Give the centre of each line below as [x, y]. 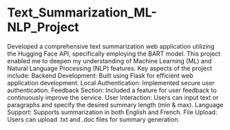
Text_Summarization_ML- [82, 13]
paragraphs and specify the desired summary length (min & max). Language [115, 105]
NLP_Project [43, 27]
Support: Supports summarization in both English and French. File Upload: [112, 112]
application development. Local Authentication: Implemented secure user [111, 83]
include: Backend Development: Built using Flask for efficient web [101, 75]
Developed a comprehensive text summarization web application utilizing [111, 46]
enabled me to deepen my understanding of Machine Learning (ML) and [109, 61]
